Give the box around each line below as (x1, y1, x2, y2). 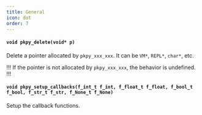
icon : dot (6, 15, 32, 21)
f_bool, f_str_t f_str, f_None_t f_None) (6, 89, 114, 95)
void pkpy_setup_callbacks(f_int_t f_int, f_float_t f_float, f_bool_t (6, 84, 193, 91)
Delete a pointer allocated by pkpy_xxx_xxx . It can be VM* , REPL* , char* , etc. (6, 51, 194, 59)
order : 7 (6, 20, 29, 26)
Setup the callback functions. (6, 102, 81, 109)
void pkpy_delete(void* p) (6, 39, 75, 45)
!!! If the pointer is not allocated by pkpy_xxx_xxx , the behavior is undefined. (6, 64, 196, 71)
